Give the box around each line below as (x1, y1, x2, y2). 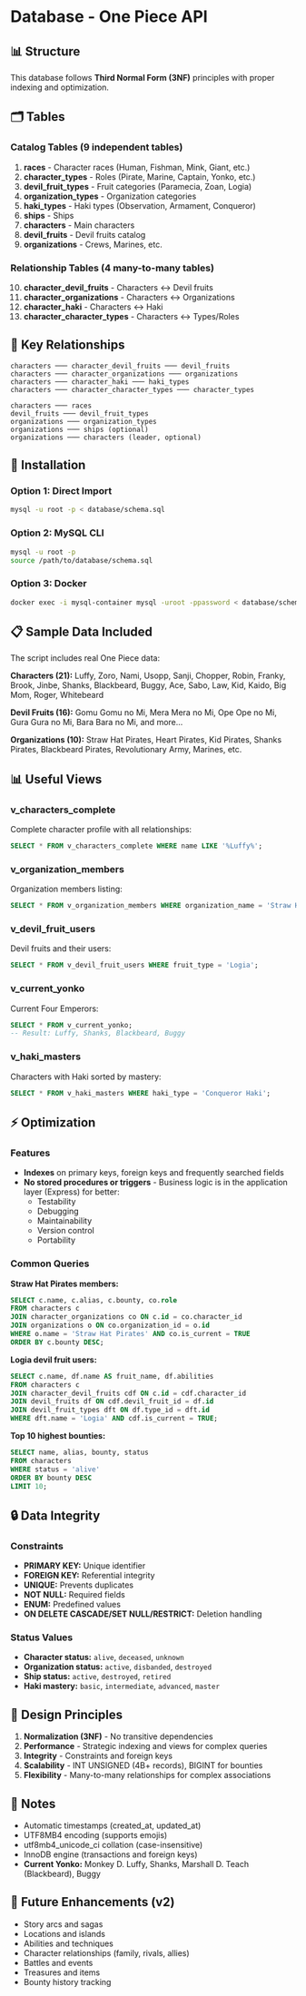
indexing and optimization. (10, 82, 110, 93)
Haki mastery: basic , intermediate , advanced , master (23, 1681, 221, 1692)
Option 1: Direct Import (10, 485, 113, 497)
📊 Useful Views (10, 772, 103, 787)
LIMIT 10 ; (10, 1481, 48, 1490)
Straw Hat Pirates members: (10, 1278, 119, 1289)
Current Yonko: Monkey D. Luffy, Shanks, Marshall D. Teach (23, 1858, 249, 1869)
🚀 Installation (10, 457, 86, 473)
